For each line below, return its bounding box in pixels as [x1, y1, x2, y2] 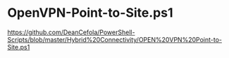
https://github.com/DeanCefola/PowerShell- [7, 28, 135, 36]
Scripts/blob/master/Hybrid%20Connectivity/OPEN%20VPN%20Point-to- [7, 35, 222, 43]
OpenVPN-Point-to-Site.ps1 [7, 5, 173, 21]
